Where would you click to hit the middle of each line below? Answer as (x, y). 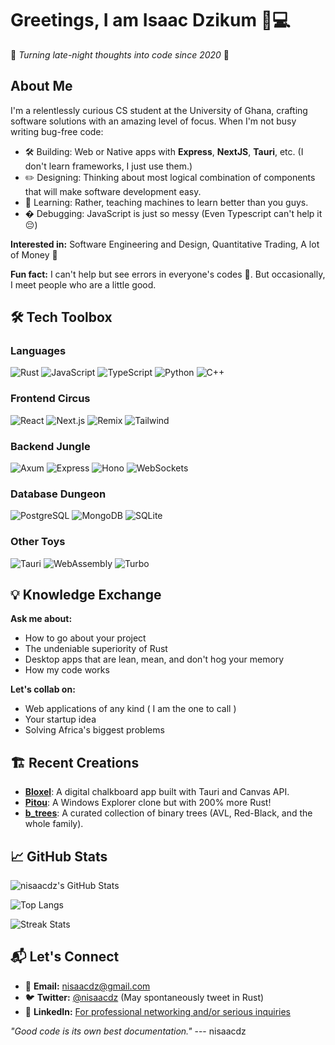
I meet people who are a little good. (83, 284)
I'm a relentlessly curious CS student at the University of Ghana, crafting (159, 110)
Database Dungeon (58, 494)
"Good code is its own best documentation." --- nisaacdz (128, 1031)
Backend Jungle (50, 446)
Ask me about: (41, 619)
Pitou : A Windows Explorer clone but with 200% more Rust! (148, 803)
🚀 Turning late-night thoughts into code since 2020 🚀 (120, 54)
